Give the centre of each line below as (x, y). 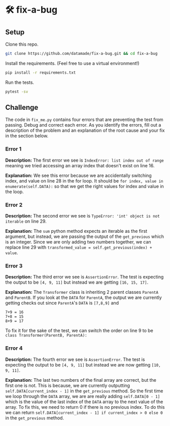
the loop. (14, 192)
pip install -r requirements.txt (41, 72)
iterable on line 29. (26, 221)
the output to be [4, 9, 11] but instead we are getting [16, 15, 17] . (77, 282)
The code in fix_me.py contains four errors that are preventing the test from (84, 119)
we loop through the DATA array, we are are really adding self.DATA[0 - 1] (83, 396)
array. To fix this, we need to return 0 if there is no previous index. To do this (85, 407)
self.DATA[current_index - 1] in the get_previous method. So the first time (84, 391)
